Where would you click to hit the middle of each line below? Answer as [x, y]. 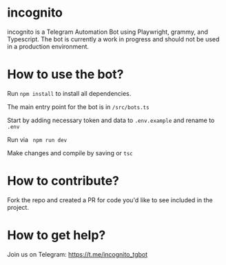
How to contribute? [63, 181]
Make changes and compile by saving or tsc [70, 153]
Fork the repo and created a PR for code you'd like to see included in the [110, 200]
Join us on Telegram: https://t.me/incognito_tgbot [78, 254]
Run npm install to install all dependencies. [69, 93]
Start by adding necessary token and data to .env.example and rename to [111, 120]
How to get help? [56, 235]
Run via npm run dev [37, 139]
